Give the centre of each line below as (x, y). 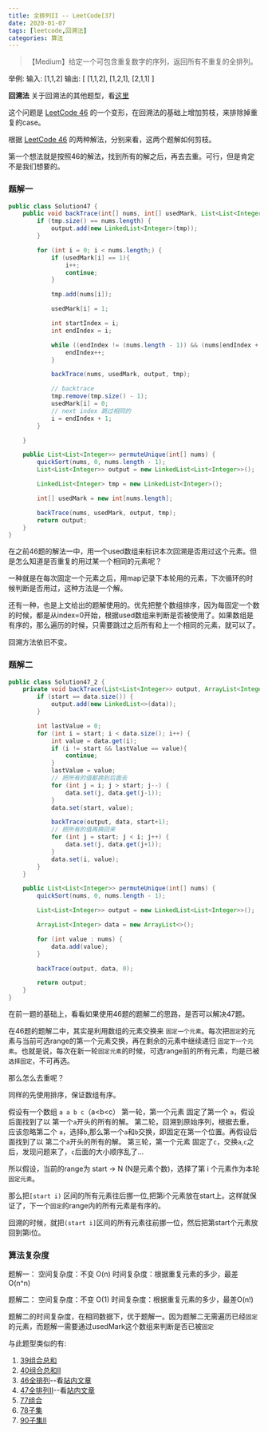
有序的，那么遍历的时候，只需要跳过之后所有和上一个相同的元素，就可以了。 (134, 625)
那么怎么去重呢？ (36, 1078)
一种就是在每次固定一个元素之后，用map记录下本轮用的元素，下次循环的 (127, 578)
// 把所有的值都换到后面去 (89, 778)
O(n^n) (20, 1283)
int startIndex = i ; (85, 323)
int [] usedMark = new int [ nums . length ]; (105, 498)
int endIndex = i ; (81, 331)
